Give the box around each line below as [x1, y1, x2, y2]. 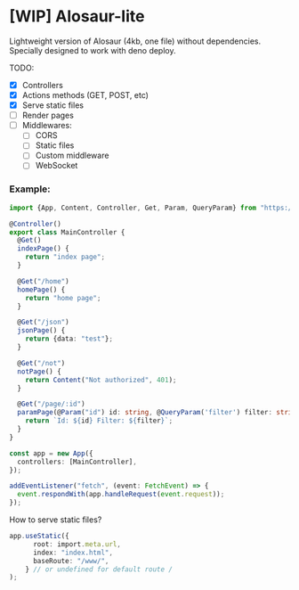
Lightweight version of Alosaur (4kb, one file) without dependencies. [9, 36, 261, 46]
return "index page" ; [25, 252, 105, 262]
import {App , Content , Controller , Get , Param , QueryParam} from [9, 203, 256, 212]
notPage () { [17, 367, 62, 376]
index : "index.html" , [32, 548, 114, 557]
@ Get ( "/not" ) [17, 358, 66, 367]
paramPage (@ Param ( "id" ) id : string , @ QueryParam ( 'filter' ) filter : [17, 408, 273, 417]
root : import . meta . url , [32, 539, 122, 549]
